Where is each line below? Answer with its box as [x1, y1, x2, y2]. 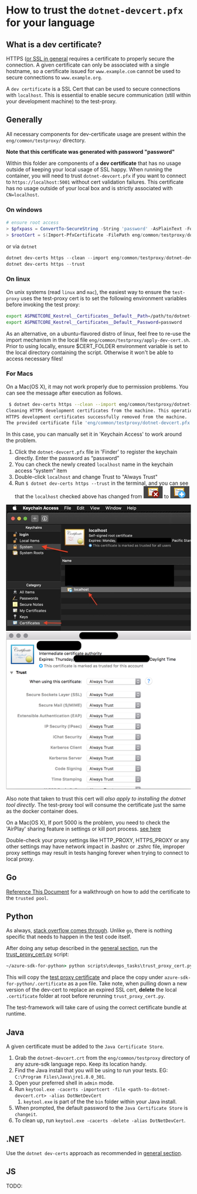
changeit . [14, 1111, 38, 1118]
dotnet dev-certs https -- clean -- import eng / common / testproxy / [6, 254, 167, 261]
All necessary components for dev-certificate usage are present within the [6, 130, 186, 137]
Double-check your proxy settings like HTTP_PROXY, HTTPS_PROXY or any [6, 836, 189, 844]
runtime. [6, 1010, 26, 1017]
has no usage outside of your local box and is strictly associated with [6, 184, 173, 191]
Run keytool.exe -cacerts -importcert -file [14, 1086, 126, 1093]
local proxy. [6, 855, 34, 862]
